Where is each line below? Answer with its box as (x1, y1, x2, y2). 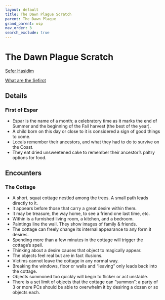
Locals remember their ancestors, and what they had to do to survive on (12, 139, 160, 145)
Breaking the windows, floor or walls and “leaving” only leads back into (12, 263, 157, 269)
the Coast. (12, 144, 34, 150)
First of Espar (5, 107, 38, 114)
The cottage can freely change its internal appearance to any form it (12, 226, 152, 232)
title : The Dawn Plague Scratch (5, 12, 72, 17)
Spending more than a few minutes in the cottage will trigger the (12, 237, 143, 243)
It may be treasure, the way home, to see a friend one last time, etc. (12, 211, 150, 216)
